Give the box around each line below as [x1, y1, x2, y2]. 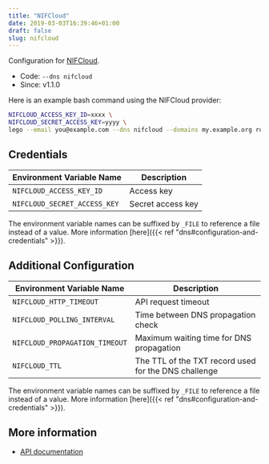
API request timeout [134, 296, 210, 307]
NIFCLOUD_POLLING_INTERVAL [12, 315, 115, 324]
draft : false [8, 26, 52, 34]
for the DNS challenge [134, 365, 219, 376]
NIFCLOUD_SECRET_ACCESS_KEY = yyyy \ [8, 118, 127, 126]
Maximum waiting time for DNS [134, 332, 252, 343]
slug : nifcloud [8, 34, 59, 42]
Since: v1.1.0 [19, 80, 61, 90]
